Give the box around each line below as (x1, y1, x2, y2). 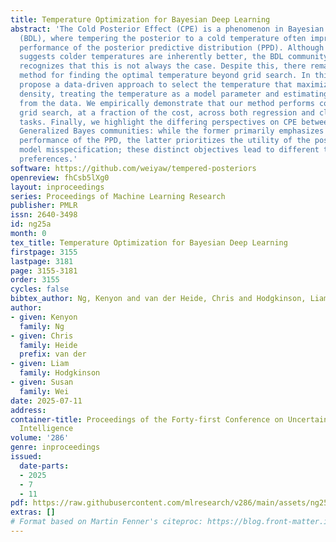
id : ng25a (10, 219, 52, 230)
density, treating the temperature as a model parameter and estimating (19, 89, 329, 99)
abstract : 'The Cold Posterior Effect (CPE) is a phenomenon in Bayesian (10, 24, 325, 34)
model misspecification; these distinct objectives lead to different (19, 145, 320, 155)
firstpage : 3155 (10, 247, 78, 257)
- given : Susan (10, 377, 74, 387)
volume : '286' (10, 433, 70, 443)
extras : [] (10, 507, 56, 518)
